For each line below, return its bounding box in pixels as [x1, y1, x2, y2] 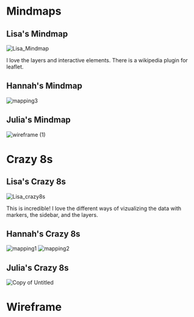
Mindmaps [6, 4, 62, 18]
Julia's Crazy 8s [6, 263, 69, 273]
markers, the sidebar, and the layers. [6, 211, 99, 218]
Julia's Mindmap [6, 115, 71, 125]
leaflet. [6, 63, 24, 70]
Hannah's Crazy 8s [6, 229, 81, 239]
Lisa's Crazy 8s [6, 177, 66, 187]
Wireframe [6, 301, 62, 314]
